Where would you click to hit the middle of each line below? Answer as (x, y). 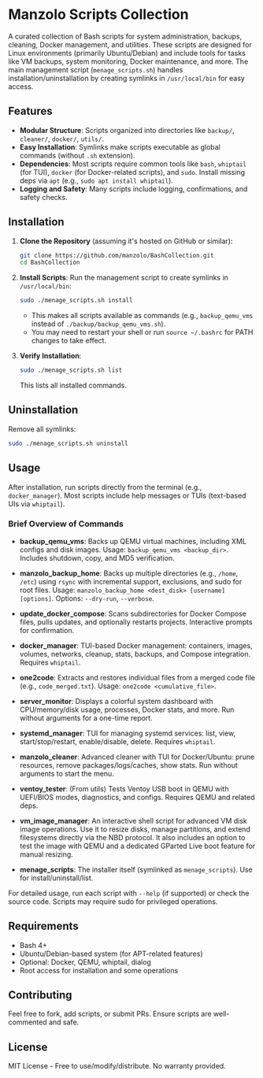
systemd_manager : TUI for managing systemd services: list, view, (128, 733)
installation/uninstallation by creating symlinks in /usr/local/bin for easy (127, 78)
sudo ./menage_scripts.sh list (71, 370)
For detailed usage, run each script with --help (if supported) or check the (129, 893)
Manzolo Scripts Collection (98, 15)
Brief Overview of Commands (66, 524)
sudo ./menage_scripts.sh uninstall (68, 443)
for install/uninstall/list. (56, 878)
